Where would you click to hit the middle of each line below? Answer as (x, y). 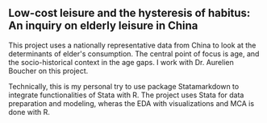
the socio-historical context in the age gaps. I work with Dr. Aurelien (121, 62)
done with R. (29, 112)
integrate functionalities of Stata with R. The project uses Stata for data (126, 95)
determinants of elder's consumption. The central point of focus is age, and (134, 53)
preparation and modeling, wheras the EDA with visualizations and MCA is (131, 103)
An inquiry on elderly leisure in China (103, 26)
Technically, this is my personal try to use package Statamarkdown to (124, 86)
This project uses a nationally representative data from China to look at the (132, 45)
